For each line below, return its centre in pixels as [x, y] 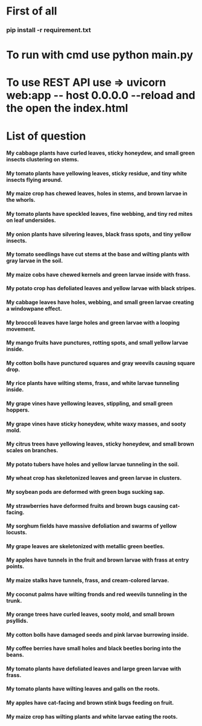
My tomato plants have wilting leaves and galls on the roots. [83, 689]
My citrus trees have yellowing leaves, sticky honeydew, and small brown [100, 444]
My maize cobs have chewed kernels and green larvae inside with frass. [99, 274]
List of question [46, 136]
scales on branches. [32, 450]
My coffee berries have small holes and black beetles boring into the [94, 649]
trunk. [14, 600]
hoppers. [18, 410]
